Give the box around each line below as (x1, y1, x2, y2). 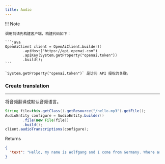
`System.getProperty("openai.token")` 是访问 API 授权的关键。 (5, 71, 131, 76)
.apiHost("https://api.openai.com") (23, 48, 98, 53)
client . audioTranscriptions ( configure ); (5, 127, 89, 132)
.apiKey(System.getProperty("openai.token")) (23, 53, 118, 58)
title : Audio (5, 7, 32, 12)
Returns (5, 136, 21, 142)
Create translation (5, 82, 50, 89)
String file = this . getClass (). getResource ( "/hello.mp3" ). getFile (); (5, 108, 146, 113)
